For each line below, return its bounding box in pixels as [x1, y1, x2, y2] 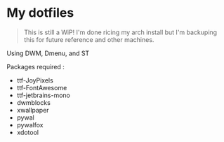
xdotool [16, 128, 39, 136]
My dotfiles [6, 5, 74, 21]
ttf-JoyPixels [16, 76, 53, 85]
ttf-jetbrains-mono [16, 91, 71, 99]
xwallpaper [16, 106, 50, 114]
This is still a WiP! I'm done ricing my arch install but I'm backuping [23, 28, 218, 36]
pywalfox [16, 120, 44, 129]
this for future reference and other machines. [23, 35, 154, 43]
